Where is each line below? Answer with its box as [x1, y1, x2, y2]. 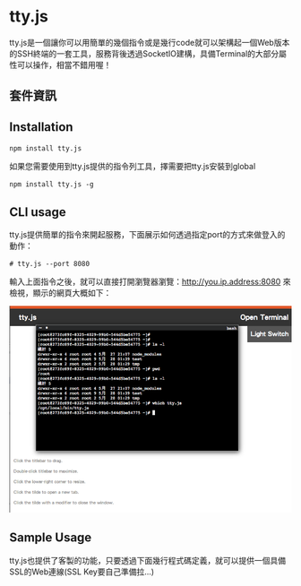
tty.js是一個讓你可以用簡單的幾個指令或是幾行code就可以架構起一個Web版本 [9, 37, 290, 47]
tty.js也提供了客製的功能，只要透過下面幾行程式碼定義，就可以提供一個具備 [9, 555, 287, 565]
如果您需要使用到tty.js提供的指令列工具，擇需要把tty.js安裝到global [9, 161, 256, 172]
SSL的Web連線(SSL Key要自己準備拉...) [9, 566, 155, 577]
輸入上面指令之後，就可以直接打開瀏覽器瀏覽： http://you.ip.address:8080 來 [9, 276, 291, 287]
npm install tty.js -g [9, 180, 94, 189]
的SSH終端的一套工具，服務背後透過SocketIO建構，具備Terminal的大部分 [9, 47, 279, 59]
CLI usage [9, 204, 67, 220]
